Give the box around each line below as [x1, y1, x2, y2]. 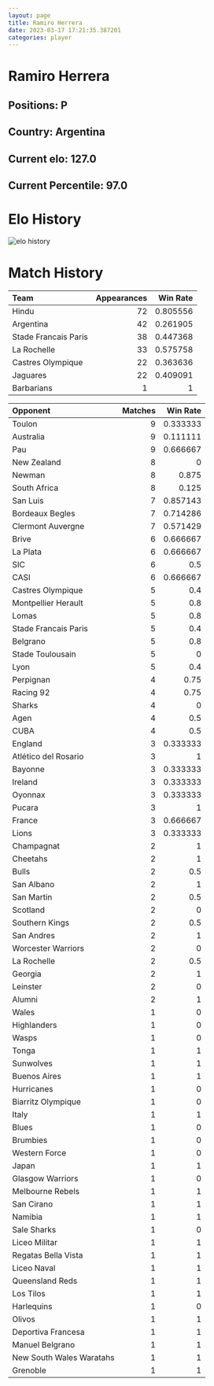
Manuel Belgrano [12, 1339, 76, 1350]
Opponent [12, 405, 51, 416]
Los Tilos [12, 1288, 46, 1299]
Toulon [12, 418, 38, 429]
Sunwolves [12, 1058, 53, 1069]
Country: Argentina [8, 125, 105, 139]
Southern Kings [12, 917, 69, 928]
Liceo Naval [12, 1262, 56, 1273]
